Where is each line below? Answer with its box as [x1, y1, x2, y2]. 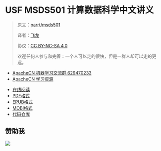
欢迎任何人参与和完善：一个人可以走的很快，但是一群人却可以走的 [17, 53, 152, 59]
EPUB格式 [12, 99, 33, 105]
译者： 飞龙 [17, 32, 40, 38]
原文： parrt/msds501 [17, 22, 60, 28]
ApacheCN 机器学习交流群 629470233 [12, 70, 92, 75]
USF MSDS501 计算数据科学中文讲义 [5, 4, 154, 16]
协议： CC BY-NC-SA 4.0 [17, 42, 68, 48]
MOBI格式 [12, 105, 33, 111]
